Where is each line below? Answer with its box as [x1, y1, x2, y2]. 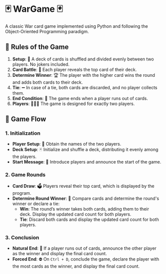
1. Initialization [5, 130, 41, 137]
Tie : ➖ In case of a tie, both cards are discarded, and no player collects [12, 84, 158, 90]
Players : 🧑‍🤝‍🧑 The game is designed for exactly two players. [12, 101, 135, 107]
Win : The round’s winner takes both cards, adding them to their [19, 206, 150, 212]
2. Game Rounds [5, 171, 46, 178]
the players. [12, 154, 37, 160]
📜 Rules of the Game [5, 43, 69, 52]
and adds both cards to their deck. [12, 79, 83, 85]
